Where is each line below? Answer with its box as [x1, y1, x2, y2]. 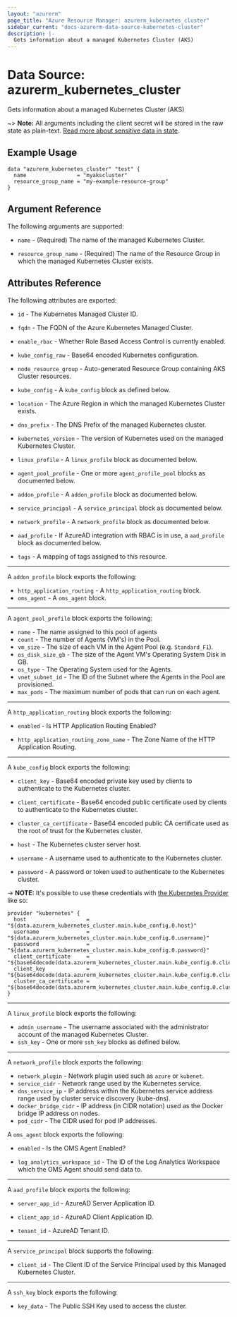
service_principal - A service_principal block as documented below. [17, 504, 224, 512]
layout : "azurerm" [7, 10, 61, 18]
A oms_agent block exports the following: [7, 1130, 125, 1139]
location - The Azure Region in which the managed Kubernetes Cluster [17, 399, 226, 408]
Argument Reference [7, 203, 102, 215]
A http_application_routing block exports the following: [7, 708, 171, 716]
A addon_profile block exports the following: [7, 572, 138, 581]
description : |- [7, 30, 55, 37]
